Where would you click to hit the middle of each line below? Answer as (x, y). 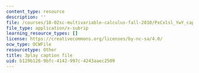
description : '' (26, 17)
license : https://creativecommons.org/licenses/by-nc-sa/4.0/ (84, 39)
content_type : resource (36, 11)
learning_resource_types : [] (42, 34)
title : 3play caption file (39, 55)
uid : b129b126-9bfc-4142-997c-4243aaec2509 (61, 61)
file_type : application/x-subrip (47, 28)
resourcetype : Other (32, 50)
